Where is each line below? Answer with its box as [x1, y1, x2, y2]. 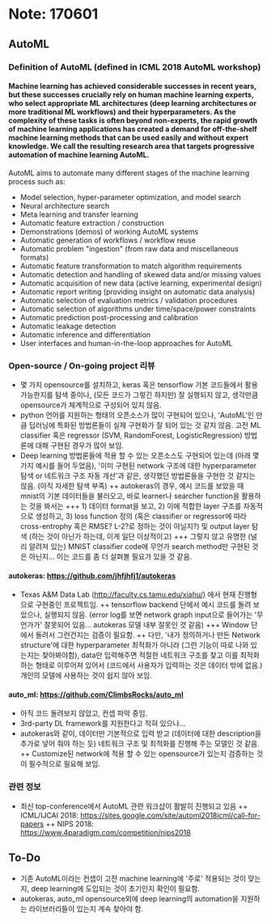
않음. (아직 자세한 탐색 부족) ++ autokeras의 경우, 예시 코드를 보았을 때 [19, 481, 244, 490]
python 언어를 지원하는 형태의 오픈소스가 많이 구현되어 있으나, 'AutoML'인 [19, 410, 255, 420]
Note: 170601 [8, 5, 99, 23]
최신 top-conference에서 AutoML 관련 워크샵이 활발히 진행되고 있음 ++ [19, 801, 248, 811]
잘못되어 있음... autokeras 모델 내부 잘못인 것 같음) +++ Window [44, 620, 249, 630]
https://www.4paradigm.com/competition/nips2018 [19, 827, 192, 837]
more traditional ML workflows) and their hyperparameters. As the [8, 107, 236, 117]
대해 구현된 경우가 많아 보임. [35, 441, 124, 450]
